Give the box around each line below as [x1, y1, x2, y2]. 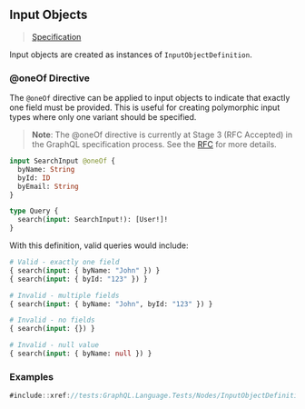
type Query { [9, 206, 59, 216]
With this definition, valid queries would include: [9, 240, 189, 251]
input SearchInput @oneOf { [9, 156, 116, 166]
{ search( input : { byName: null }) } [9, 349, 152, 358]
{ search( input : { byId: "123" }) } [9, 274, 148, 284]
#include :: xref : [9, 391, 71, 401]
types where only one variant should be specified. [9, 112, 197, 123]
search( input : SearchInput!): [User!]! [17, 215, 169, 224]
